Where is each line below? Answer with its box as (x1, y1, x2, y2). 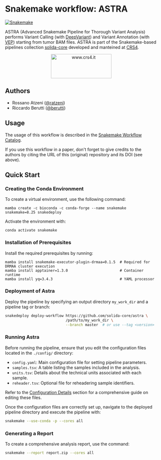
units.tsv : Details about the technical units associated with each (12, 370, 142, 376)
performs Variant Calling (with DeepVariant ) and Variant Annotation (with (5, 34, 150, 40)
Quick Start (5, 171, 40, 179)
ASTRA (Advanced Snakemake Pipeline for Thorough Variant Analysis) (5, 29, 146, 34)
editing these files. (5, 394, 42, 400)
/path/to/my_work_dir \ (65, 318, 114, 323)
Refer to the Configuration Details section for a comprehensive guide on (5, 389, 148, 395)
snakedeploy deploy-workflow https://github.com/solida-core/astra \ (5, 313, 148, 318)
